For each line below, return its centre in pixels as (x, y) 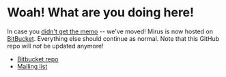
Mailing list (32, 66)
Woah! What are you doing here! (101, 13)
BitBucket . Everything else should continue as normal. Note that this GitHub (113, 38)
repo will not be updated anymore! (55, 46)
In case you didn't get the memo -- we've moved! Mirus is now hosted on (110, 31)
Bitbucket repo (38, 59)
